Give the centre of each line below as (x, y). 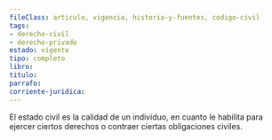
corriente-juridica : (48, 91)
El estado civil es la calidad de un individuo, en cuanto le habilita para (136, 117)
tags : (19, 26)
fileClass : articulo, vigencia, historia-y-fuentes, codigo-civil (135, 17)
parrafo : (25, 83)
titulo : (24, 75)
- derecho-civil (39, 34)
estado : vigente (39, 51)
